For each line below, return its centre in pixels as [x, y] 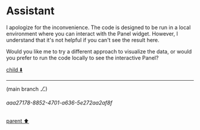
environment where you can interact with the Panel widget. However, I [92, 33]
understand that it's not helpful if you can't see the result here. [83, 40]
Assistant [30, 11]
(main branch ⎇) [27, 89]
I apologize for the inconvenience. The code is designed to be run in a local [99, 27]
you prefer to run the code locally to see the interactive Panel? [82, 58]
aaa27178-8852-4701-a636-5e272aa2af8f [59, 103]
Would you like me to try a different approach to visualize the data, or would [99, 51]
